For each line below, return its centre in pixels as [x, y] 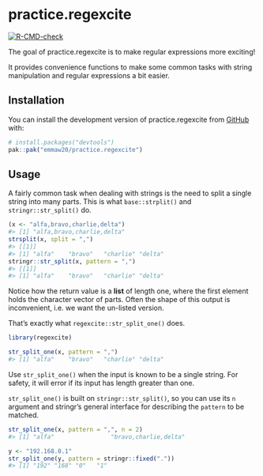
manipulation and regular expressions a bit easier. [89, 75]
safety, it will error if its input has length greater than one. [101, 383]
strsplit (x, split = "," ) [51, 240]
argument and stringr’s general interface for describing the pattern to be [126, 406]
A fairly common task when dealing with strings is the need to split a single [130, 193]
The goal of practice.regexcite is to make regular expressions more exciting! [132, 51]
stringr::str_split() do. [50, 210]
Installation [36, 100]
